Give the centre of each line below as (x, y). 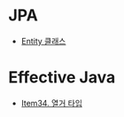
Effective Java (62, 78)
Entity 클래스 (43, 41)
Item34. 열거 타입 (52, 103)
